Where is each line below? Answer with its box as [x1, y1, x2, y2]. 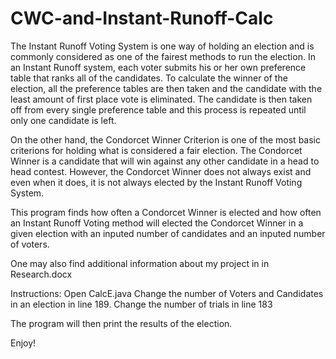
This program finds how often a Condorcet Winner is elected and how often [10, 206, 322, 218]
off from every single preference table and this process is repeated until [10, 103, 307, 116]
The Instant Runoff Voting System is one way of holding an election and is [10, 40, 315, 52]
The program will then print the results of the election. [10, 317, 233, 329]
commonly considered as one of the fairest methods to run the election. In [10, 50, 316, 62]
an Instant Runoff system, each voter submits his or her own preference [10, 61, 307, 73]
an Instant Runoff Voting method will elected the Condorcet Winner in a [10, 217, 304, 229]
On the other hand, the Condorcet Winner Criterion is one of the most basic [10, 133, 321, 146]
